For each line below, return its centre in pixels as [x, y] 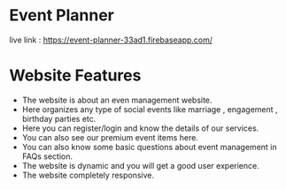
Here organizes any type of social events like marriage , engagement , [150, 109]
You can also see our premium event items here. [110, 137]
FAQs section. [47, 156]
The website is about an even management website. [117, 100]
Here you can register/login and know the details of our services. [140, 128]
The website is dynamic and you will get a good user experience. [140, 165]
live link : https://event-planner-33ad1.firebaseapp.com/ [111, 40]
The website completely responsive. [88, 175]
